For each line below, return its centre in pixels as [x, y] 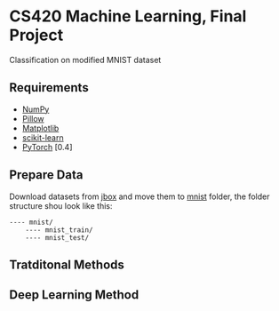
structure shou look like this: [61, 205]
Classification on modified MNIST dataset [85, 60]
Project [36, 35]
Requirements [49, 88]
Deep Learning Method [74, 295]
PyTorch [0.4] [47, 147]
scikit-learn [43, 137]
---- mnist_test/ [57, 237]
